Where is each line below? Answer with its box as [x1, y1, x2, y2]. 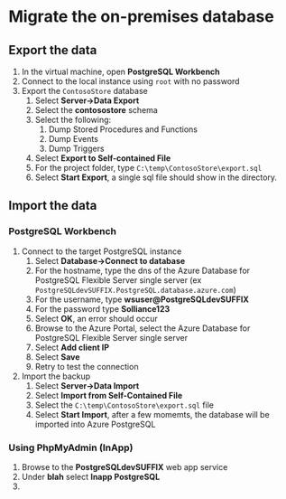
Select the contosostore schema [34, 105, 159, 115]
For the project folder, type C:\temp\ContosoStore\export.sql [34, 163, 263, 173]
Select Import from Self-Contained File [34, 390, 183, 400]
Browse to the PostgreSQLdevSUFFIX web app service [21, 461, 228, 472]
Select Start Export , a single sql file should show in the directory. [34, 172, 277, 183]
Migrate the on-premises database [8, 6, 274, 27]
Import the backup [21, 371, 91, 381]
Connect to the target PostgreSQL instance [21, 246, 182, 257]
